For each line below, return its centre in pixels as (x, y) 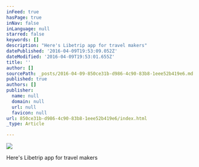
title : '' (19, 62)
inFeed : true (23, 12)
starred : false (25, 34)
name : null (25, 96)
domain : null (28, 101)
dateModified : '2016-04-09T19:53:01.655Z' (60, 57)
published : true (27, 79)
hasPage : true (24, 17)
